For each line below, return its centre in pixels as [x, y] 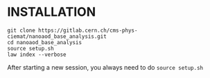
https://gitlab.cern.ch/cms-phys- [88, 30]
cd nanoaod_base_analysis [44, 42]
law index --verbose [37, 55]
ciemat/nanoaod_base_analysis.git [57, 36]
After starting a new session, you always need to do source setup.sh [105, 67]
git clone [21, 30]
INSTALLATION [51, 12]
